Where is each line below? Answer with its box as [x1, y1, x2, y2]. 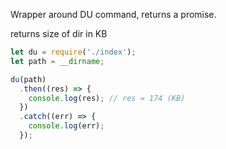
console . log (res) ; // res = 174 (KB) [28, 93, 186, 103]
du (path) [10, 74, 47, 84]
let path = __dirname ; [10, 56, 105, 66]
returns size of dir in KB [10, 28, 108, 39]
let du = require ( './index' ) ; [10, 47, 137, 57]
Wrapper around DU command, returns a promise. [10, 9, 217, 20]
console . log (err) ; [28, 121, 105, 131]
